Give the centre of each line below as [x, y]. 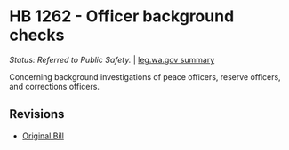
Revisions [37, 114]
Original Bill [43, 136]
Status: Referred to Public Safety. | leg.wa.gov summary [112, 59]
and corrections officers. [55, 86]
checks [37, 35]
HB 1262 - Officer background [122, 16]
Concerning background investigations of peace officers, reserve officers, [145, 76]
